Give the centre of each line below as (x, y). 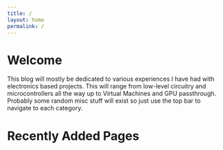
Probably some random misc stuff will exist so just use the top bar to (104, 101)
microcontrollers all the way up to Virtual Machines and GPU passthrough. (112, 94)
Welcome (35, 60)
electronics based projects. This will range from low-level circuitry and (107, 86)
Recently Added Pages (73, 136)
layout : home (26, 20)
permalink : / (26, 26)
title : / (20, 13)
